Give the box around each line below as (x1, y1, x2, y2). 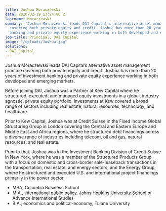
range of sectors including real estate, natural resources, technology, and (5, 103, 155, 109)
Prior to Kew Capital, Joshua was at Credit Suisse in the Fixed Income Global (5, 118, 161, 124)
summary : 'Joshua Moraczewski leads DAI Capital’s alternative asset (5, 21, 152, 26)
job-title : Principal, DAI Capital (5, 35, 79, 40)
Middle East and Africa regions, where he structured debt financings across (5, 128, 160, 134)
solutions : (5, 44, 28, 49)
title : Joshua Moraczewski (5, 7, 61, 12)
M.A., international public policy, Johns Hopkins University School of (12, 190, 152, 196)
